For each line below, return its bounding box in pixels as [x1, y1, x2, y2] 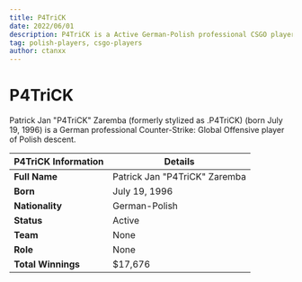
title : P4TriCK [9, 13, 67, 22]
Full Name [13, 171, 58, 183]
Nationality [13, 199, 63, 212]
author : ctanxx [9, 47, 67, 56]
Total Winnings [13, 258, 81, 270]
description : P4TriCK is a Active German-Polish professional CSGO [9, 30, 268, 39]
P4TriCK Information [13, 155, 104, 168]
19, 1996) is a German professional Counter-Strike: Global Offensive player [9, 125, 285, 136]
